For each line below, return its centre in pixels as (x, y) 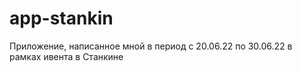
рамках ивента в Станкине (66, 56)
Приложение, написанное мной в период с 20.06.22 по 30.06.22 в (151, 46)
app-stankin (61, 18)
